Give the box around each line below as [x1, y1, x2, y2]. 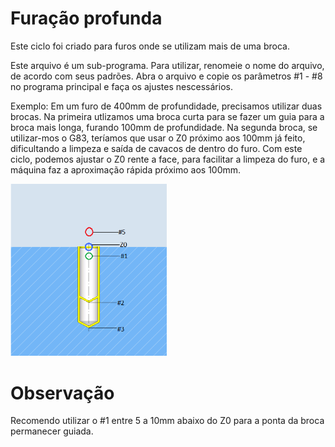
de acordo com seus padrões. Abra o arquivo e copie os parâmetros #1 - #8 [10, 70, 323, 82]
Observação [10, 382, 115, 404]
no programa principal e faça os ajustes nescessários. [10, 80, 233, 92]
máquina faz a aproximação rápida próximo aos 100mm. [10, 163, 242, 176]
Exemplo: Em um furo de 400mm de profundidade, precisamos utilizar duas [10, 100, 323, 112]
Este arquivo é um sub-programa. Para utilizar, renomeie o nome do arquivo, [10, 59, 325, 71]
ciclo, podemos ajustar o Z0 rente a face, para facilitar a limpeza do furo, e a [10, 153, 326, 165]
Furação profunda [10, 7, 163, 30]
